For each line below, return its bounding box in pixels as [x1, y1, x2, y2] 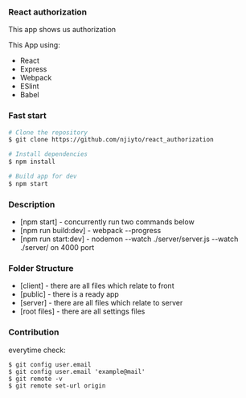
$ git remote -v [8, 375, 63, 383]
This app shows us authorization [8, 25, 117, 35]
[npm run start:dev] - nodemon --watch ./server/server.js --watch [19, 234, 239, 244]
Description [8, 199, 55, 210]
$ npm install [8, 158, 56, 166]
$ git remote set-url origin [8, 381, 106, 390]
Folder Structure [8, 263, 74, 274]
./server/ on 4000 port [19, 243, 95, 252]
